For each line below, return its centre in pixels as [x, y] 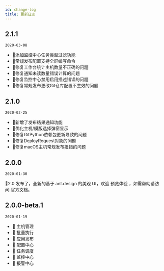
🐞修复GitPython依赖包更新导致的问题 [49, 135]
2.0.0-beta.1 [24, 206]
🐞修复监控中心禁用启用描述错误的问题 [50, 79]
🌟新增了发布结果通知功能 [37, 123]
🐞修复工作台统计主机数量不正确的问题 [50, 67]
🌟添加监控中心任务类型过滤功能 [44, 55]
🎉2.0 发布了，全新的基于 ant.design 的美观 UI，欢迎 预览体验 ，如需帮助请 [80, 183]
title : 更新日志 [20, 14]
